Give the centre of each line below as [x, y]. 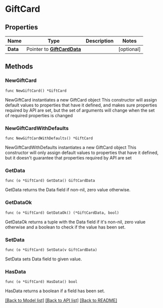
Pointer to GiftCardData [54, 49]
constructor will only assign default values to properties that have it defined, [82, 153]
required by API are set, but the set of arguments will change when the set [80, 110]
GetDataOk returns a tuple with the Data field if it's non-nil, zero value [75, 222]
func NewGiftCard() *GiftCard [36, 91]
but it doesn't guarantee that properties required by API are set [69, 157]
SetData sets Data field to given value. [44, 259]
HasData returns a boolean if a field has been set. [55, 291]
